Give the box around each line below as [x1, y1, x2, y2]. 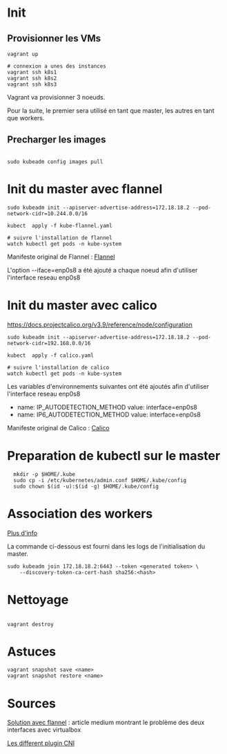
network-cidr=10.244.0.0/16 [7, 210, 88, 217]
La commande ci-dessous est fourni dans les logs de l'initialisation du [7, 542, 206, 551]
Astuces [7, 643, 57, 659]
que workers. [7, 114, 45, 122]
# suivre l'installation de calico [7, 364, 110, 371]
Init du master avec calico [7, 297, 157, 313]
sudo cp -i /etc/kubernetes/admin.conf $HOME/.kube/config [13, 477, 187, 484]
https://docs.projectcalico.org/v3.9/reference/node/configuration [7, 320, 193, 329]
